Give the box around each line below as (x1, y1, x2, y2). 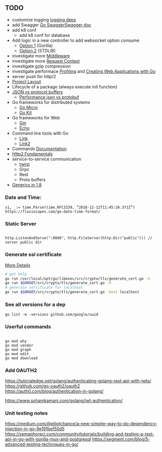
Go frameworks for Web (12, 115, 60, 120)
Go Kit (19, 109, 32, 116)
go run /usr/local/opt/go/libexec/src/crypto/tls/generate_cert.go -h (5, 276, 150, 281)
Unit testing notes (5, 410, 48, 417)
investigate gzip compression (12, 63, 71, 69)
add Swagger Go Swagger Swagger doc (12, 22, 92, 28)
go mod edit (5, 352, 29, 356)
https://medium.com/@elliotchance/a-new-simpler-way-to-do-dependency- (5, 421, 157, 427)
